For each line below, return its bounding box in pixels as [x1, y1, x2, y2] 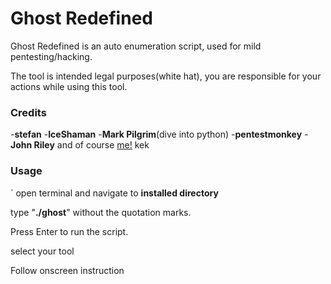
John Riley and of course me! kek [10, 139, 150, 151]
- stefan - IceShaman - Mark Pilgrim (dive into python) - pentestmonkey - [10, 128, 309, 141]
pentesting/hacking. [10, 50, 93, 62]
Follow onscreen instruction [10, 264, 125, 276]
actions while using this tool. [10, 80, 128, 92]
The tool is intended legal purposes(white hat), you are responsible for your [10, 70, 322, 82]
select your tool [10, 245, 75, 257]
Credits [10, 105, 47, 119]
